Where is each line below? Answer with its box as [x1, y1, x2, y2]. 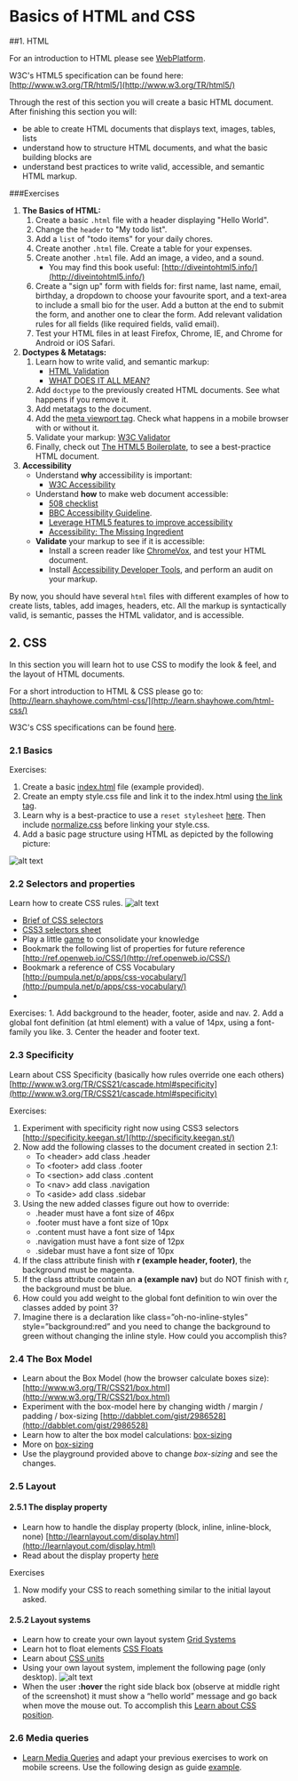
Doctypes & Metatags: [21, 347, 107, 357]
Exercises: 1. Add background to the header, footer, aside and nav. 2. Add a [9, 1007, 284, 1019]
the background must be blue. [21, 1283, 133, 1294]
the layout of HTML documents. [9, 669, 126, 679]
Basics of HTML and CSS [9, 6, 196, 27]
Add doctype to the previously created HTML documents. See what [35, 384, 280, 395]
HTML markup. [21, 171, 77, 181]
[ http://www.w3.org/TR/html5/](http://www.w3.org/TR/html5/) [9, 79, 236, 90]
